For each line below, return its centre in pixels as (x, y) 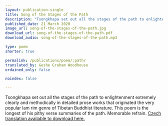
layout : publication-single (34, 10)
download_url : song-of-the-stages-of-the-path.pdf (59, 33)
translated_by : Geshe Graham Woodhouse (47, 65)
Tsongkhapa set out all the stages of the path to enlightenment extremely (80, 97)
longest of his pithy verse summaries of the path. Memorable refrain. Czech (83, 113)
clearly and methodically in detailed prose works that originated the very (80, 102)
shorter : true (20, 51)
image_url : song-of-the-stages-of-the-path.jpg (56, 28)
